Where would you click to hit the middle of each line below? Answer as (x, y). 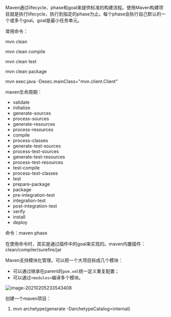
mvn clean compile (25, 51)
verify (19, 211)
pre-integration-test (34, 195)
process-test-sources (36, 151)
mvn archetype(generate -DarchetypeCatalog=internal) (71, 309)
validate (21, 102)
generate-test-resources (39, 157)
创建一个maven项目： (28, 299)
